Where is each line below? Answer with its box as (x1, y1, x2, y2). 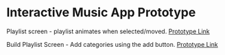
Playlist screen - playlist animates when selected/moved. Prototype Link (6, 27, 210, 35)
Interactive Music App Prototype (6, 5, 196, 20)
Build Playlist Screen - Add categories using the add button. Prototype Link (6, 40, 219, 48)
